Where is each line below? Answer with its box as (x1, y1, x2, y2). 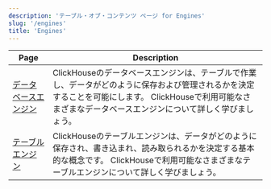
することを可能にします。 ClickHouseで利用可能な (52, 92, 244, 103)
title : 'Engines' (8, 27, 67, 35)
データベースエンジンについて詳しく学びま (84, 104, 246, 115)
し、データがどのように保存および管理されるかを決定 (52, 80, 255, 91)
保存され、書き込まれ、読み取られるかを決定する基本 (52, 142, 255, 154)
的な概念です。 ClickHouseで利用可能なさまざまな (52, 154, 244, 166)
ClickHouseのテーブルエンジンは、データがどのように (52, 130, 257, 142)
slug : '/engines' (8, 19, 67, 27)
